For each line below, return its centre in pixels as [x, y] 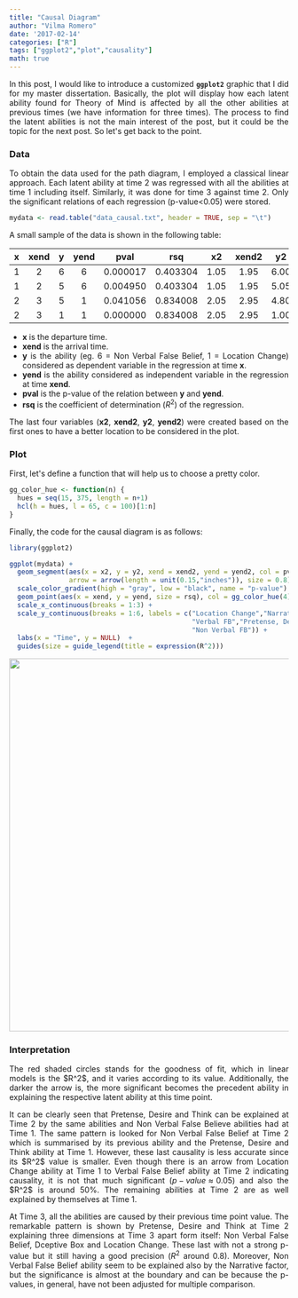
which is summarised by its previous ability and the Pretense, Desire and [149, 1143]
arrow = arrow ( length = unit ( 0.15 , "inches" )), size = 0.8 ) [180, 581]
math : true [29, 59]
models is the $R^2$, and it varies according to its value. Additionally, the [149, 1079]
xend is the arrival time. [65, 346]
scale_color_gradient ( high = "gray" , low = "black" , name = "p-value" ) [153, 589]
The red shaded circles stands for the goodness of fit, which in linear [149, 1069]
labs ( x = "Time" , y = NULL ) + [75, 638]
